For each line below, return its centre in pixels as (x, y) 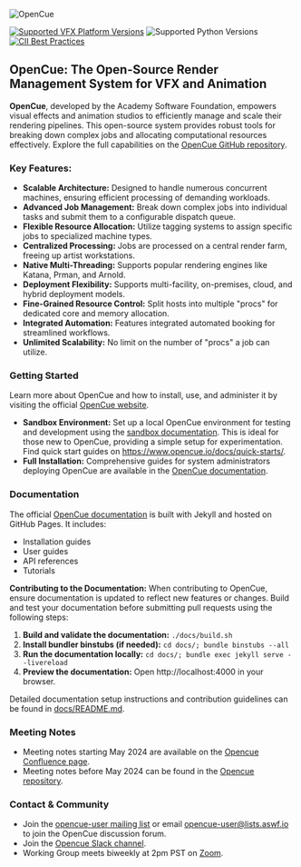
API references (50, 561)
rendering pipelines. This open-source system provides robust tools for (143, 125)
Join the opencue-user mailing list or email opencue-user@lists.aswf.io (155, 824)
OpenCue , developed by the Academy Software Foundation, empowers (143, 105)
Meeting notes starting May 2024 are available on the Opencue (141, 752)
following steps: (39, 617)
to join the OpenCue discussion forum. (94, 834)
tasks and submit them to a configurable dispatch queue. (129, 217)
